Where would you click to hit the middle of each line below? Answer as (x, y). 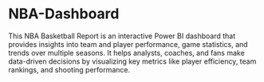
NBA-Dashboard (64, 14)
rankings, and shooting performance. (69, 69)
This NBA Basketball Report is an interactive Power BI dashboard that (122, 36)
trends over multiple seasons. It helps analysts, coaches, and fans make (126, 53)
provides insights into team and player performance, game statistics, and (128, 44)
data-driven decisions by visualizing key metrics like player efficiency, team (132, 61)
